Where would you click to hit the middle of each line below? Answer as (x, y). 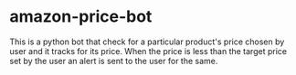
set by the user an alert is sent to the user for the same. (114, 61)
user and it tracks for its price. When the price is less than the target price (148, 51)
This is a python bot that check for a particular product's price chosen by (147, 42)
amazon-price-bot (81, 17)
